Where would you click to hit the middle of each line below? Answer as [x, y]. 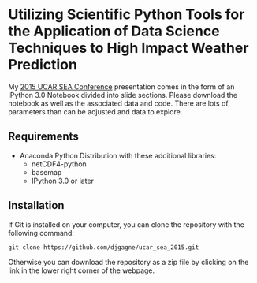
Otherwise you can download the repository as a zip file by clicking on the [128, 262]
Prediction [43, 65]
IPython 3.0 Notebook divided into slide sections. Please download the [123, 95]
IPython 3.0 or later [63, 181]
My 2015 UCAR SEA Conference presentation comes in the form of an [121, 86]
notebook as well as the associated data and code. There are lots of [118, 103]
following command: [41, 233]
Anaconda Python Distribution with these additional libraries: [118, 155]
